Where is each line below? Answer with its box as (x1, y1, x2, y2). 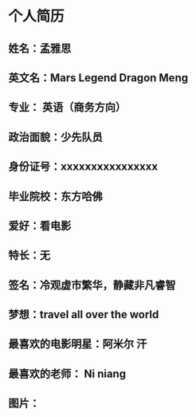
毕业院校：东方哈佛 (8, 189, 103, 203)
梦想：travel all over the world (8, 308, 159, 321)
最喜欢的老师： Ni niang (8, 367, 126, 380)
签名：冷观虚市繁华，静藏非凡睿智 (8, 278, 176, 292)
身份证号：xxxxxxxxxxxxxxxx (8, 160, 158, 174)
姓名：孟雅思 (8, 41, 72, 55)
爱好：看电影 (8, 218, 72, 232)
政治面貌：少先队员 (8, 130, 103, 144)
